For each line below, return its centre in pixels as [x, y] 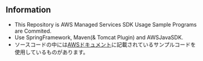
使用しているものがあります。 [51, 52]
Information [28, 10]
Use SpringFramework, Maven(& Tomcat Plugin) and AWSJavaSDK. [99, 37]
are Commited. [33, 31]
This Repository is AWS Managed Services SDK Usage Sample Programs [105, 24]
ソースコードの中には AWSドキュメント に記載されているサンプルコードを [105, 44]
